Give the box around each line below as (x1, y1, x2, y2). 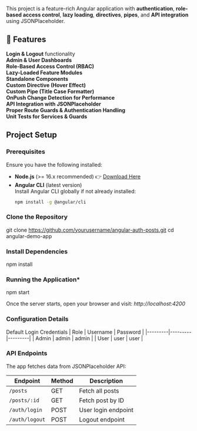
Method (51, 377, 74, 385)
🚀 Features (6, 35, 46, 45)
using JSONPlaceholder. (6, 18, 65, 24)
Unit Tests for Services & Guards (6, 113, 88, 120)
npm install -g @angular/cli (14, 199, 86, 205)
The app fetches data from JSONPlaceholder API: (6, 363, 126, 370)
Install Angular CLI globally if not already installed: (14, 187, 136, 195)
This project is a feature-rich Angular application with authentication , (6, 5, 175, 12)
